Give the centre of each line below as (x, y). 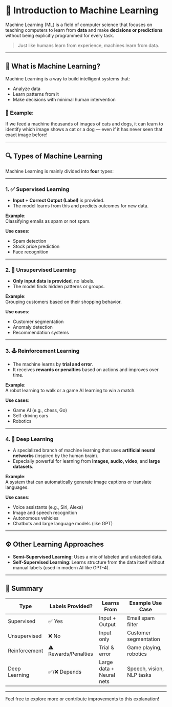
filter (133, 624)
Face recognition (30, 252)
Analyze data (27, 89)
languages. (17, 487)
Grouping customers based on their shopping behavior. (63, 302)
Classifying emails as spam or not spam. (48, 221)
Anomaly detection (33, 327)
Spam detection (29, 241)
